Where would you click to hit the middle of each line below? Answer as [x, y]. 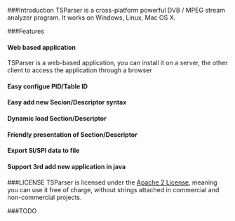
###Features [26, 31]
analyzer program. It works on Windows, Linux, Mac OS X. [92, 18]
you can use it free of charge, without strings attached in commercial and [113, 190]
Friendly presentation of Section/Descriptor [73, 134]
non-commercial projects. [45, 197]
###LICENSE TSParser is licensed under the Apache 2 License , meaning [112, 182]
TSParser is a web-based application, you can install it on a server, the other [117, 63]
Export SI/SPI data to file [43, 151]
